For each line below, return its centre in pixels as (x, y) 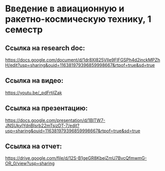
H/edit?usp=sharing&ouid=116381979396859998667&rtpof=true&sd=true (80, 65)
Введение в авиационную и (65, 9)
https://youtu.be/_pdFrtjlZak (34, 93)
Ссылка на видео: (34, 81)
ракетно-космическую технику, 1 (78, 19)
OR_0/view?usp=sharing (30, 164)
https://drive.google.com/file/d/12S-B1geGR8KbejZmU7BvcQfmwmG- (76, 158)
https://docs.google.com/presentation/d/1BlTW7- (55, 120)
